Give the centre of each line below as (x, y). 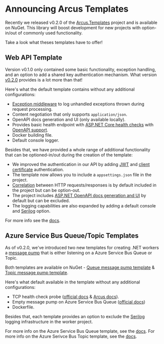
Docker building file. (32, 135)
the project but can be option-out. (46, 190)
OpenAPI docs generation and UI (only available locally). (69, 119)
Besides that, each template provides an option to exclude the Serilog (75, 316)
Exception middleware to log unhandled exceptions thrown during (78, 104)
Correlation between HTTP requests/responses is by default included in (84, 185)
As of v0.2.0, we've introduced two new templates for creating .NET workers (82, 247)
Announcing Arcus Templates (67, 9)
